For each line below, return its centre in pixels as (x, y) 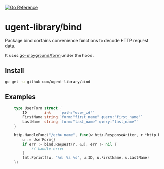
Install (15, 71)
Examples (20, 97)
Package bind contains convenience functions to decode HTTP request (77, 40)
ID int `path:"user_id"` (59, 113)
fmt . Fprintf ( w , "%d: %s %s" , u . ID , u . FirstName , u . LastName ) (86, 158)
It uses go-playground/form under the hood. (50, 55)
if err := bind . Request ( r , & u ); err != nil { (70, 144)
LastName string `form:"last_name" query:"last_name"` (81, 122)
